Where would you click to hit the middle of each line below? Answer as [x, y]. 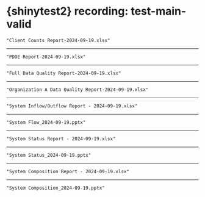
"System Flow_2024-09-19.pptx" [46, 122]
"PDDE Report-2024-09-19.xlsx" [46, 57]
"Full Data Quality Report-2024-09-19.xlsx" [64, 73]
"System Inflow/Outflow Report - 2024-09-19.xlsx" [72, 106]
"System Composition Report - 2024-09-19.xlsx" [68, 171]
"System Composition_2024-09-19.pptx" [56, 188]
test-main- [159, 11]
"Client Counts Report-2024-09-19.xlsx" [59, 40]
